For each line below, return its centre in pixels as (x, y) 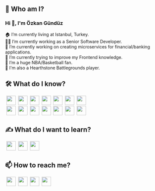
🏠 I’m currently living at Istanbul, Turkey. (47, 34)
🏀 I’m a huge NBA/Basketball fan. (39, 62)
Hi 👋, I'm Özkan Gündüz (34, 23)
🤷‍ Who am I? (25, 9)
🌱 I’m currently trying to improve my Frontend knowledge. (64, 57)
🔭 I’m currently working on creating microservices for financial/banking (77, 47)
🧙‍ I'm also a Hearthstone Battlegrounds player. (52, 68)
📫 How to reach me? (38, 165)
